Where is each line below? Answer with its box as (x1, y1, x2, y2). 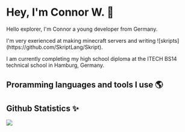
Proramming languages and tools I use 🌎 (6, 80, 163, 90)
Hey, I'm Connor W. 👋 (6, 5, 114, 19)
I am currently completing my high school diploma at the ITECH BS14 (6, 55, 177, 62)
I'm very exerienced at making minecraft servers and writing (6, 37, 156, 44)
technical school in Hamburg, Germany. (6, 61, 104, 69)
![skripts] (157, 37, 180, 44)
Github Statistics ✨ (6, 103, 80, 113)
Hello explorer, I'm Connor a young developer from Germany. (6, 25, 158, 33)
